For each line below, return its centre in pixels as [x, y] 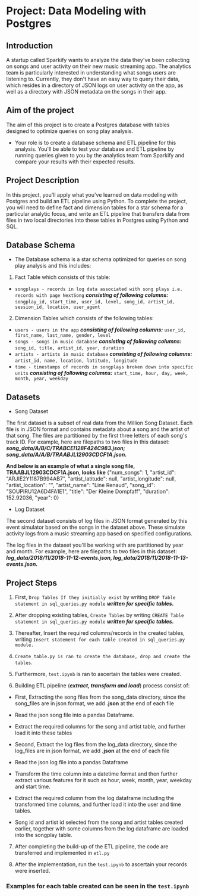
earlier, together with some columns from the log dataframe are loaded [102, 829]
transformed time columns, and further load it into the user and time [98, 804]
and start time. [32, 787]
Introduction [30, 46]
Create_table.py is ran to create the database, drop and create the [103, 657]
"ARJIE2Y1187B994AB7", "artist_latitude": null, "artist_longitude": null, [91, 479]
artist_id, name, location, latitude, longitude [76, 361]
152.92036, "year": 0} [33, 498]
